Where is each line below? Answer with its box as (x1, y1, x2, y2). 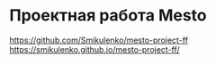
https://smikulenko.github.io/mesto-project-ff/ (9, 44, 180, 54)
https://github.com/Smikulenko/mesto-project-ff (9, 35, 189, 45)
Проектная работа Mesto (9, 5, 207, 26)
